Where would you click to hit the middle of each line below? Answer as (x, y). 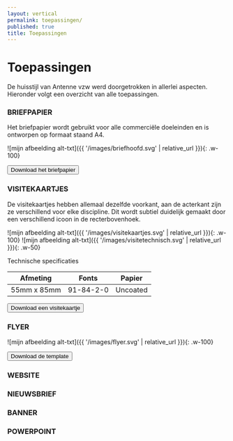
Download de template (40, 356)
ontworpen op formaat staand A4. (56, 135)
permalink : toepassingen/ (45, 20)
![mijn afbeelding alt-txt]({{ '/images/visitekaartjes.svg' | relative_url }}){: (111, 232)
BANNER (22, 412)
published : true (31, 26)
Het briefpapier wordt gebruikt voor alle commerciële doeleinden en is (108, 127)
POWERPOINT (32, 431)
